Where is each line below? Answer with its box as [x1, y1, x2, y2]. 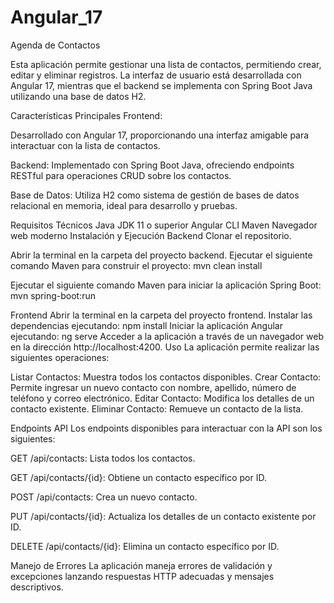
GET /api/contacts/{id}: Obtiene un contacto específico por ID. [10, 471, 267, 483]
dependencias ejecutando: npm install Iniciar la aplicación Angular [10, 319, 283, 331]
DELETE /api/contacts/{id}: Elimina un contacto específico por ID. [10, 540, 280, 552]
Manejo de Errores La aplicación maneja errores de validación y [10, 559, 273, 571]
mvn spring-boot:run [10, 289, 96, 301]
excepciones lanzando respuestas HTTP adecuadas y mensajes [10, 570, 275, 582]
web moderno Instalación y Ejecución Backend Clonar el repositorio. [10, 229, 292, 241]
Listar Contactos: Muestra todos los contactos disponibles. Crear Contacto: [10, 371, 322, 383]
